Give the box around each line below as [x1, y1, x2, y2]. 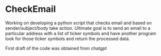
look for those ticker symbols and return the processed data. [5, 36, 130, 42]
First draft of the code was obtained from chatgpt [5, 45, 107, 51]
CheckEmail [5, 3, 56, 15]
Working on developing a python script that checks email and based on [5, 20, 152, 26]
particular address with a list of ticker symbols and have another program [5, 30, 156, 36]
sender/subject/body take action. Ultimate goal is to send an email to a [5, 25, 151, 31]
